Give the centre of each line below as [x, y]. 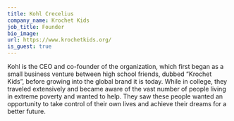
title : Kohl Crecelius [41, 14]
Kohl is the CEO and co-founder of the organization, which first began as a [116, 66]
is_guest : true [30, 46]
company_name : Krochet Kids [49, 20]
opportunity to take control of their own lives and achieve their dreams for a [117, 104]
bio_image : [23, 33]
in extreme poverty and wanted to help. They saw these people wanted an [115, 96]
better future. [26, 111]
